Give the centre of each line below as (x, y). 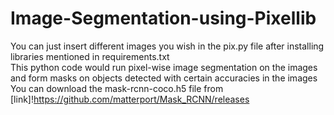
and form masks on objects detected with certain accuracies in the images (164, 78)
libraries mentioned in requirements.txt (90, 56)
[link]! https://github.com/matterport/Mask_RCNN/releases (130, 99)
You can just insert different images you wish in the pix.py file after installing (167, 46)
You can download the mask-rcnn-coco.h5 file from (117, 88)
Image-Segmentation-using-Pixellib (163, 18)
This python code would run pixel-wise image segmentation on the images (164, 67)
